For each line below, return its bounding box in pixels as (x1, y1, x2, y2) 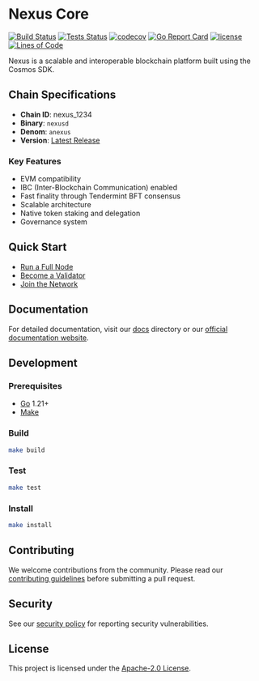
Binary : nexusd (19, 118, 69, 128)
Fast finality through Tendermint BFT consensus (19, 191, 180, 201)
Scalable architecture (19, 200, 91, 210)
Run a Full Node (19, 262, 74, 271)
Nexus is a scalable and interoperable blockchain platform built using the (8, 56, 251, 66)
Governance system (19, 217, 87, 227)
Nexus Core (8, 5, 89, 23)
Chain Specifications (8, 88, 117, 102)
